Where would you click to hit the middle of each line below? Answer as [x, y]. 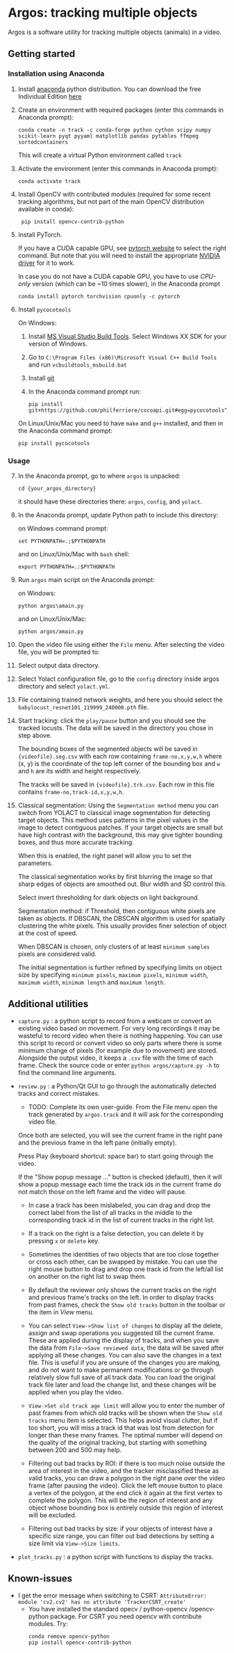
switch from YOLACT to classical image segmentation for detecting [114, 812]
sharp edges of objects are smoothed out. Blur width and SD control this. [122, 884]
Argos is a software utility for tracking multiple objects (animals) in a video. [115, 32]
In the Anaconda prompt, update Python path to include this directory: [118, 515]
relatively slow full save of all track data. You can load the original [122, 1377]
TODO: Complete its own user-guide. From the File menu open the [123, 1106]
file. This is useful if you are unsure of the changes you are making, [125, 1362]
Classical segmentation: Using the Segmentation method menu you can [118, 805]
